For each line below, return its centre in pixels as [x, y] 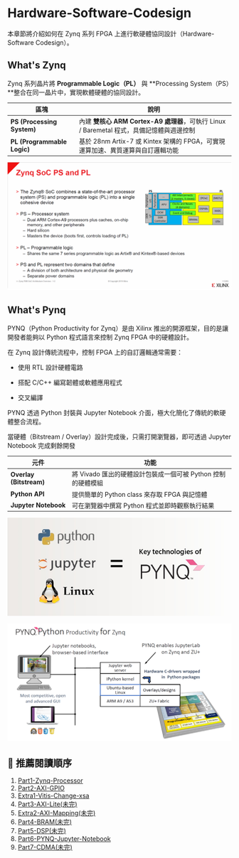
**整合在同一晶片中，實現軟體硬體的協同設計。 [76, 92]
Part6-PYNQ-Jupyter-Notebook [64, 839]
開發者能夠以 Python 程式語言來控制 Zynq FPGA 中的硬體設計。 [100, 337]
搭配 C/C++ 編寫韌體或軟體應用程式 [70, 382]
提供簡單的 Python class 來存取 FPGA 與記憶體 [140, 494]
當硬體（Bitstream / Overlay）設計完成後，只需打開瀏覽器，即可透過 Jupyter [119, 436]
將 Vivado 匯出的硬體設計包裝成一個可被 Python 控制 [149, 474]
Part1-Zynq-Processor [50, 781]
